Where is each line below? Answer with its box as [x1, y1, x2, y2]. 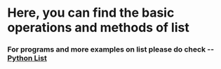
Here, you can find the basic [7, 5, 175, 21]
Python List [7, 54, 47, 63]
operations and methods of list [7, 20, 189, 36]
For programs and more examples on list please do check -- [7, 45, 215, 54]
